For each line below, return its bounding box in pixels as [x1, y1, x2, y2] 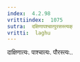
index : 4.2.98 [7, 10, 51, 17]
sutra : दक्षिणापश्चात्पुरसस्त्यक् [7, 23, 73, 30]
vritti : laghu [7, 29, 51, 37]
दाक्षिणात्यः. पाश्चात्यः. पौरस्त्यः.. [7, 48, 74, 56]
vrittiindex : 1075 [7, 17, 63, 23]
